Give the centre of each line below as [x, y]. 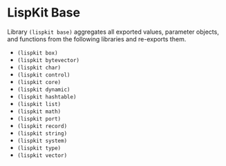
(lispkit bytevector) [48, 60]
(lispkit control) [44, 75]
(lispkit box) [37, 53]
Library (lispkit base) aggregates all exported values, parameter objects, [113, 32]
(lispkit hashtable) [47, 97]
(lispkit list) [39, 104]
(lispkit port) [39, 118]
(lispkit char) [39, 68]
